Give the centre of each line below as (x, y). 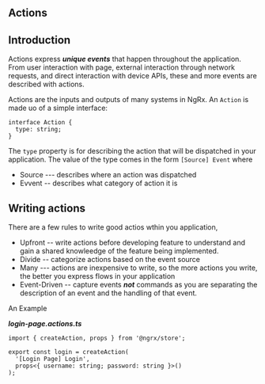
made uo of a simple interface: (58, 108)
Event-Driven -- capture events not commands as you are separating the (138, 285)
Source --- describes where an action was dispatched (108, 175)
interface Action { (40, 123)
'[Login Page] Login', (53, 359)
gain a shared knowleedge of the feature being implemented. (119, 251)
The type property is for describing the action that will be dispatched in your (132, 151)
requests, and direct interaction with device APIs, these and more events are (132, 76)
